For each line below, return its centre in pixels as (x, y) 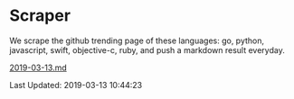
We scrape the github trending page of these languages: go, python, (137, 40)
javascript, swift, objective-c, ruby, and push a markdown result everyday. (147, 49)
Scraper (40, 16)
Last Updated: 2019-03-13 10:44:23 (76, 85)
